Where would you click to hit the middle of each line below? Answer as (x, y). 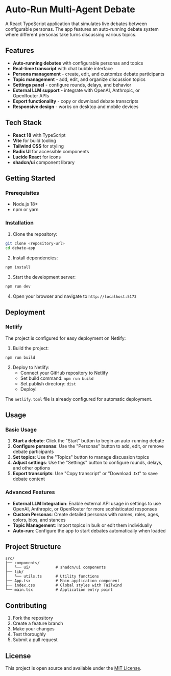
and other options (31, 468)
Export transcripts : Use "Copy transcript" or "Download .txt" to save (85, 474)
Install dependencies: (35, 258)
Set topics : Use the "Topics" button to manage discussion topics (81, 457)
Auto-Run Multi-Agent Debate (70, 9)
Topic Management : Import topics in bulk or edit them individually (82, 525)
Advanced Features (30, 492)
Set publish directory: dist (48, 383)
